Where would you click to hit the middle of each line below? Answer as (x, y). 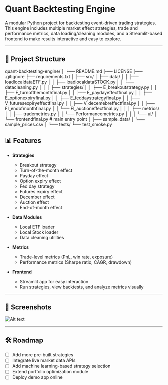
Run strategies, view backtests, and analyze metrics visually (82, 287)
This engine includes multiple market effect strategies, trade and (72, 28)
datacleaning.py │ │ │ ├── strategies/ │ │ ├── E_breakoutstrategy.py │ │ (81, 87)
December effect (37, 197)
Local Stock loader (39, 232)
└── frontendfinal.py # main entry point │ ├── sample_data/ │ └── (75, 119)
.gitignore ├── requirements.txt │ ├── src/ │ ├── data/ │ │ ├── (72, 76)
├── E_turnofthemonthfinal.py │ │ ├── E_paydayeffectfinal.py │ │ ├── (79, 92)
